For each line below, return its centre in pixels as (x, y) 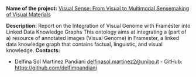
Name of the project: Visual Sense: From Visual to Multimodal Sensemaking (98, 8)
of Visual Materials (28, 14)
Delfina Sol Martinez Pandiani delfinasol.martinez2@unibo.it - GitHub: (98, 61)
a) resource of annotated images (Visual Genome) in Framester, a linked (93, 38)
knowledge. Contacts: (33, 50)
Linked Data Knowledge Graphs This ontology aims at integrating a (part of (96, 32)
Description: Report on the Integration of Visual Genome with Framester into (98, 26)
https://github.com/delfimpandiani (56, 68)
